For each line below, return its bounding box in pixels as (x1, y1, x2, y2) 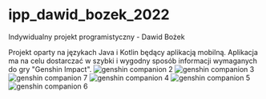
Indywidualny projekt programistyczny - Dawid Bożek (8, 32, 186, 42)
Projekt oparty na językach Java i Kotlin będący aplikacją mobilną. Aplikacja (8, 47, 259, 57)
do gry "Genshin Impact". (8, 64, 92, 73)
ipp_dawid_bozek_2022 (8, 6, 170, 24)
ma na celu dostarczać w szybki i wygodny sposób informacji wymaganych (8, 56, 258, 65)
